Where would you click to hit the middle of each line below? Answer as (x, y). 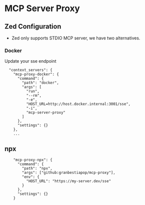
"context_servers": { (31, 70)
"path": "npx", (37, 169)
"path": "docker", (40, 83)
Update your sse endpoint (31, 61)
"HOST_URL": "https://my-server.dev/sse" (68, 181)
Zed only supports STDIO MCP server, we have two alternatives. (76, 38)
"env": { (31, 177)
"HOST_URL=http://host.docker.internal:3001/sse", (78, 104)
